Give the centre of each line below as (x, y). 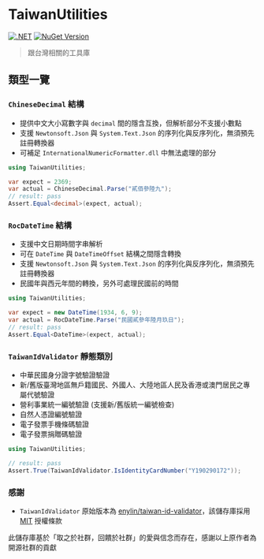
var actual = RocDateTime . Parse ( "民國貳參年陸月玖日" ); (97, 320)
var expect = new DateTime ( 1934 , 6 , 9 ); (76, 313)
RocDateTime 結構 (40, 225)
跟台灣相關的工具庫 (59, 52)
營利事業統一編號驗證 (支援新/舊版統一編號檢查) (97, 404)
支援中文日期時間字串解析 (61, 244)
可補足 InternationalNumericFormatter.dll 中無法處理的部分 (118, 152)
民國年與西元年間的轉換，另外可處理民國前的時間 (99, 283)
